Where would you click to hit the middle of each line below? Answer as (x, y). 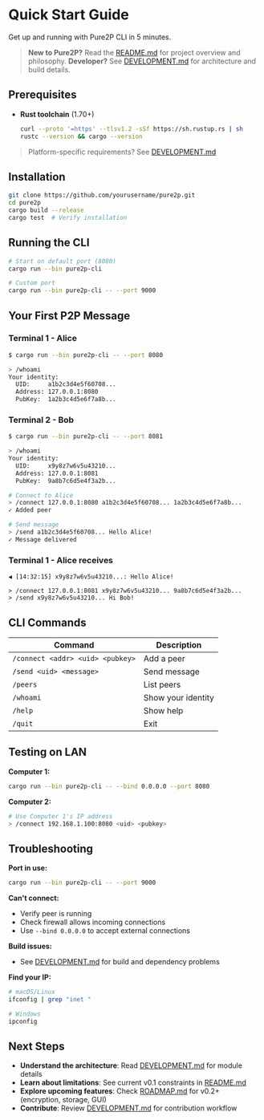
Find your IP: (30, 977)
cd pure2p (25, 203)
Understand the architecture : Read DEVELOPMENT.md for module (131, 1065)
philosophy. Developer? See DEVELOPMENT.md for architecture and (142, 61)
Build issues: (30, 946)
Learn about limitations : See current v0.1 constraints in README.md (133, 1083)
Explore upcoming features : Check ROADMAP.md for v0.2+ (120, 1091)
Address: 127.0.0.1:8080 (57, 392)
